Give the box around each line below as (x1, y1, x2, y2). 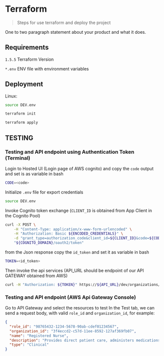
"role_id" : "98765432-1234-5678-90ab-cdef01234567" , (9, 324, 119, 329)
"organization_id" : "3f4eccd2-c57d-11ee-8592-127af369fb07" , (9, 329, 137, 333)
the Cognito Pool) (5, 213, 41, 218)
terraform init (5, 111, 36, 116)
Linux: (5, 93, 18, 99)
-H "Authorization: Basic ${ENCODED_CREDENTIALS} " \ (14, 231, 123, 236)
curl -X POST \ (5, 222, 36, 227)
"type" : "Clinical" (9, 342, 49, 347)
